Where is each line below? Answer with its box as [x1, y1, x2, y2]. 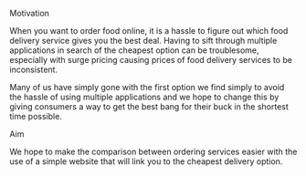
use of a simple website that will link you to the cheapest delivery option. [9, 156, 283, 167]
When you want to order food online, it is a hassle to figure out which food [9, 26, 289, 36]
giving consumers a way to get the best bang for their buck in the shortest [9, 101, 290, 112]
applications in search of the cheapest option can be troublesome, [9, 45, 259, 56]
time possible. [9, 111, 62, 121]
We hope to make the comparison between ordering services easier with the [9, 146, 298, 157]
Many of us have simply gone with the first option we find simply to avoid [9, 82, 285, 92]
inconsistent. [9, 64, 58, 75]
